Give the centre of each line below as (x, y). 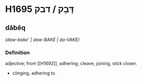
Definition (17, 52)
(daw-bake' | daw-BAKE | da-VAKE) (42, 39)
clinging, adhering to (33, 73)
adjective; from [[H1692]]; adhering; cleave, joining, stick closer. (71, 63)
